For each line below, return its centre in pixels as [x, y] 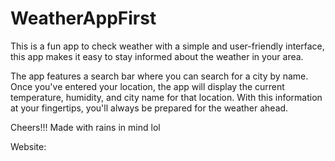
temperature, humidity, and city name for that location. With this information [166, 97]
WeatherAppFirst [83, 18]
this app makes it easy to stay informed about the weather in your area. [157, 56]
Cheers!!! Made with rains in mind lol [85, 127]
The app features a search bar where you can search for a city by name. [159, 76]
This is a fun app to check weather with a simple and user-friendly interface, [167, 46]
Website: [28, 146]
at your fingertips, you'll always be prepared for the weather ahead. [149, 108]
